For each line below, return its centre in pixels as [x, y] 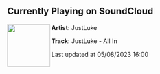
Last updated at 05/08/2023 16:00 [100, 54]
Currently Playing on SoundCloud [80, 11]
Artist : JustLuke [74, 27]
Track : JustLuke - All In [84, 41]
